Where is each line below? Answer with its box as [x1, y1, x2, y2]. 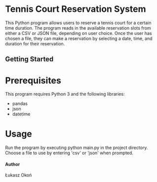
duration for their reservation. [5, 40, 65, 46]
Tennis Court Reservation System [5, 3, 146, 15]
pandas [12, 101, 28, 107]
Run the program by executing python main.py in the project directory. [5, 145, 148, 151]
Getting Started [5, 55, 54, 64]
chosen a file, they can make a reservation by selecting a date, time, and [5, 36, 153, 41]
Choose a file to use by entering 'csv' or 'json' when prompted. [5, 150, 133, 156]
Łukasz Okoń [5, 172, 32, 178]
